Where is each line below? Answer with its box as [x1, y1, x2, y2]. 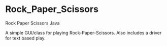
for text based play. [5, 35, 46, 41]
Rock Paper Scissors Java [5, 20, 60, 26]
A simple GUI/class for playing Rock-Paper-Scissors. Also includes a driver [5, 29, 162, 35]
